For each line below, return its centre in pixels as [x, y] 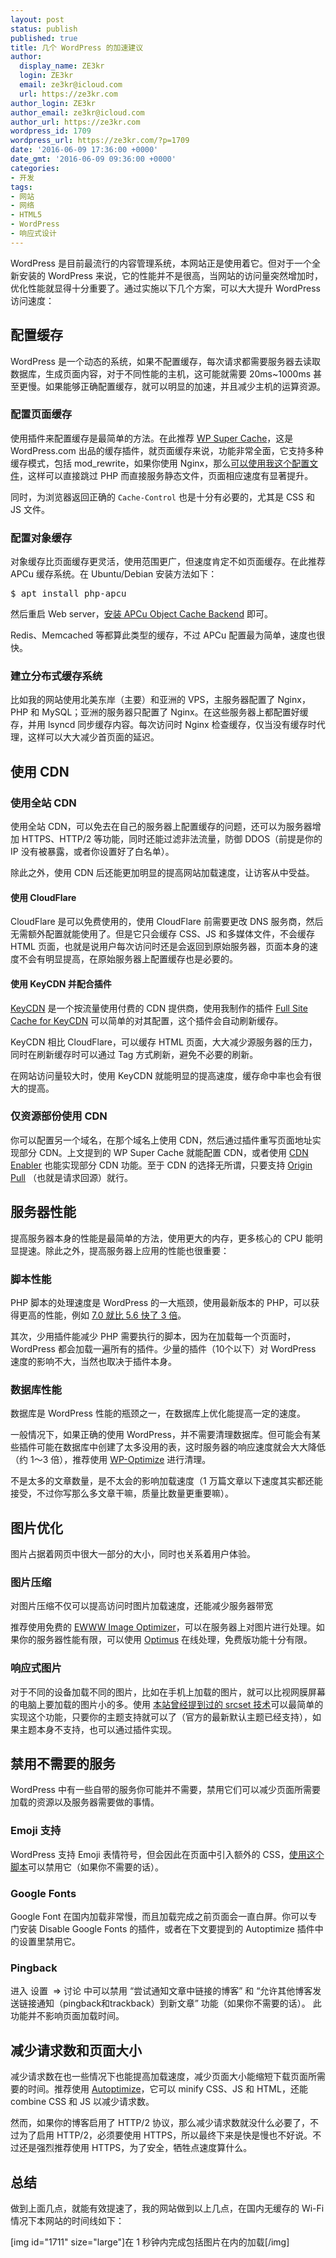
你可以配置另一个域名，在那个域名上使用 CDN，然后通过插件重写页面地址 [161, 1140]
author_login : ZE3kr [53, 103]
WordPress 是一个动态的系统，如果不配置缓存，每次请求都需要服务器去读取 [165, 361]
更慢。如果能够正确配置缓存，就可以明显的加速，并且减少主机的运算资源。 [172, 386]
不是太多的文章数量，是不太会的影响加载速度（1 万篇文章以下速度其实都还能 [166, 1481]
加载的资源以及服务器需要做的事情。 [85, 1802]
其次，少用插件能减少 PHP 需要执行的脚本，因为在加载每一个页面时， [153, 1336]
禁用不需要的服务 [63, 1764]
